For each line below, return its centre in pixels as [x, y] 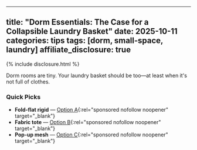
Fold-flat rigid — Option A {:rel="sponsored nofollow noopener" [91, 110]
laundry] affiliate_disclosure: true [68, 50]
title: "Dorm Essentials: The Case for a [77, 22]
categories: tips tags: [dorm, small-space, [84, 41]
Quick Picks [23, 96]
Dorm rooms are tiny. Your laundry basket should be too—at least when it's [97, 75]
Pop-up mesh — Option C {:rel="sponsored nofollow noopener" [91, 135]
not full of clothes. [28, 81]
